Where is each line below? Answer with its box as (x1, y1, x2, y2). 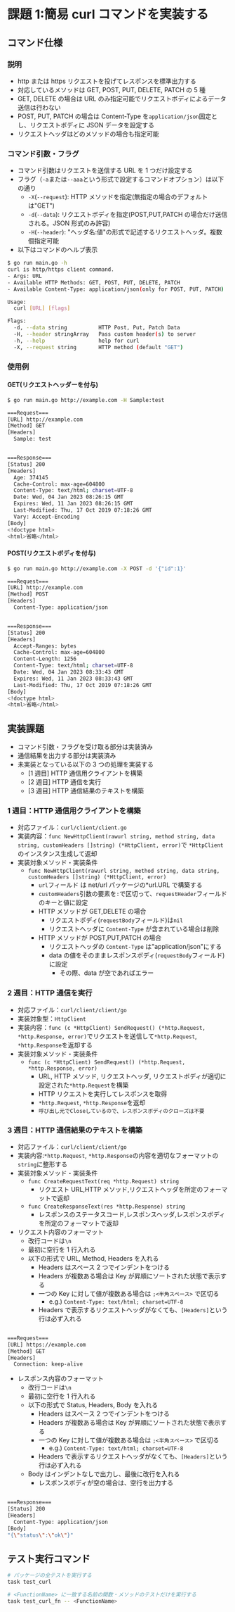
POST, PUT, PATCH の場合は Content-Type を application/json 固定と (17, 112, 218, 120)
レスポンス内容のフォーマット (17, 1374, 104, 1383)
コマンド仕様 (7, 37, 63, 49)
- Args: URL (7, 272, 42, 279)
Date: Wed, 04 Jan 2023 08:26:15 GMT (13, 493, 124, 500)
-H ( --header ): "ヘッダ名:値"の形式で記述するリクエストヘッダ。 (27, 228, 210, 237)
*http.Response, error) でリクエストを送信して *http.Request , (17, 1032, 198, 1040)
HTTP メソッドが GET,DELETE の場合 (38, 907, 147, 916)
